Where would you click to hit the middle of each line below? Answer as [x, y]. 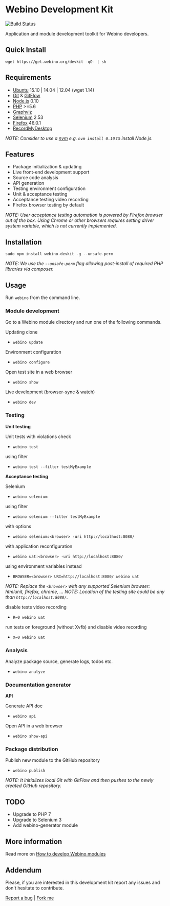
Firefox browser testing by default [48, 205]
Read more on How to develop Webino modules [56, 854]
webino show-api [30, 736]
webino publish [29, 771]
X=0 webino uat [29, 637]
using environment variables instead [44, 566]
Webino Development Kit [59, 10]
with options [18, 526]
